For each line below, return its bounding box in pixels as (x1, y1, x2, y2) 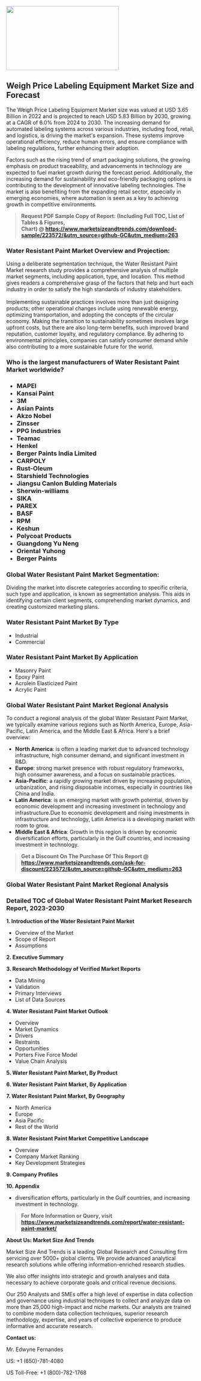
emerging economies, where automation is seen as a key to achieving (6, 194, 179, 201)
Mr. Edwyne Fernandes (6, 1346, 64, 1353)
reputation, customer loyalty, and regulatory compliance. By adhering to (6, 330, 184, 337)
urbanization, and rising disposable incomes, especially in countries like (14, 784, 193, 791)
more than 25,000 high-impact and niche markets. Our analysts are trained (6, 1304, 191, 1311)
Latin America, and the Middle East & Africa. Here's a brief (26, 727, 170, 735)
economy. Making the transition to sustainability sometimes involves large (6, 318, 189, 325)
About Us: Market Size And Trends (6, 1237, 95, 1244)
